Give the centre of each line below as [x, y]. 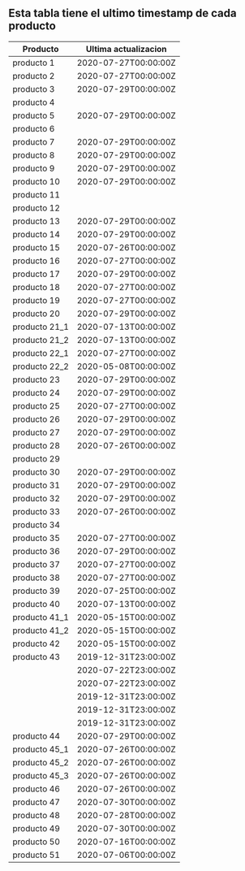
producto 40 [37, 604]
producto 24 [37, 392]
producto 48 [37, 815]
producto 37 [37, 564]
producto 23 [37, 379]
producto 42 [37, 643]
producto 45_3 [41, 775]
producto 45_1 [41, 749]
